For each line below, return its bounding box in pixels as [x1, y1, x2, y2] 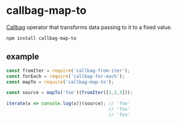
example [6, 52, 40, 62]
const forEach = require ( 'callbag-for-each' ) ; [6, 73, 125, 79]
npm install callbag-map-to [6, 35, 77, 41]
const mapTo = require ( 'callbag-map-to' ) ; [6, 79, 114, 85]
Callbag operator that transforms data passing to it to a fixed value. [6, 24, 173, 31]
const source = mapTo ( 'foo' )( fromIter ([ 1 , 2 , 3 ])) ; [6, 90, 133, 96]
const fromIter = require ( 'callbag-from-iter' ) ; [6, 68, 130, 74]
